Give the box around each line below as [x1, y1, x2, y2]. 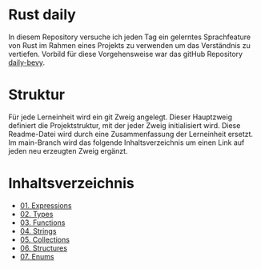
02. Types [19, 209, 54, 219]
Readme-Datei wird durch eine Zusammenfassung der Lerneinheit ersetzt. [8, 129, 254, 139]
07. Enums [19, 251, 54, 261]
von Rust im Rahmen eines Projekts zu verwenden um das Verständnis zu [8, 40, 251, 50]
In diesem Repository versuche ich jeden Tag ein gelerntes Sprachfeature [8, 32, 251, 42]
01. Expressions [19, 200, 72, 210]
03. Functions [19, 218, 66, 227]
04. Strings [19, 226, 57, 235]
